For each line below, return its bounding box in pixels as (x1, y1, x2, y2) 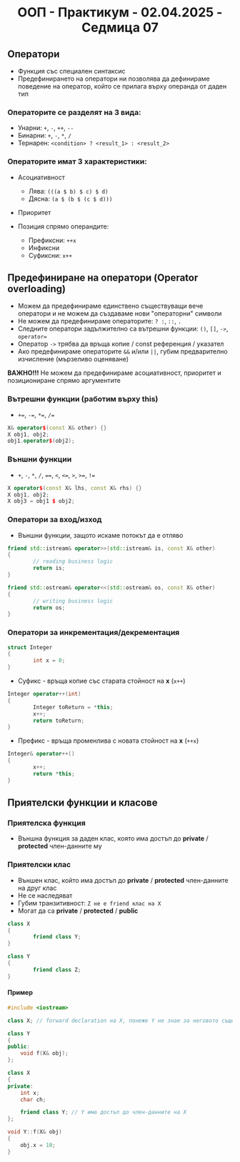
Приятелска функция (7, 818, 86, 828)
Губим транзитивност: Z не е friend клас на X (17, 898, 161, 907)
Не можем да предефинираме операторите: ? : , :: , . (17, 317, 182, 326)
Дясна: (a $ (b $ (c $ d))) (28, 194, 113, 203)
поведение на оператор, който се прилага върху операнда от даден (17, 82, 227, 90)
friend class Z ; (33, 966, 81, 973)
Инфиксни (28, 244, 60, 252)
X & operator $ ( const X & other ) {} (7, 424, 107, 431)
